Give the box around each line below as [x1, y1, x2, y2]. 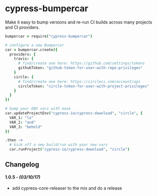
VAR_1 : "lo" [9, 115, 34, 120]
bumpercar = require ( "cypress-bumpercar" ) [5, 34, 93, 39]
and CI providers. [5, 24, 40, 30]
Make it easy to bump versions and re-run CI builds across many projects [5, 19, 153, 25]
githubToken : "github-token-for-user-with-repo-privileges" [18, 66, 143, 71]
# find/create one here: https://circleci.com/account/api [18, 79, 140, 84]
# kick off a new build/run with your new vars [9, 143, 108, 147]
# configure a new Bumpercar [5, 43, 64, 48]
